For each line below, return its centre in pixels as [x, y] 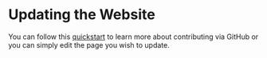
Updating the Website [82, 15]
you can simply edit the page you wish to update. [89, 44]
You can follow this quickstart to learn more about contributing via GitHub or [133, 37]
